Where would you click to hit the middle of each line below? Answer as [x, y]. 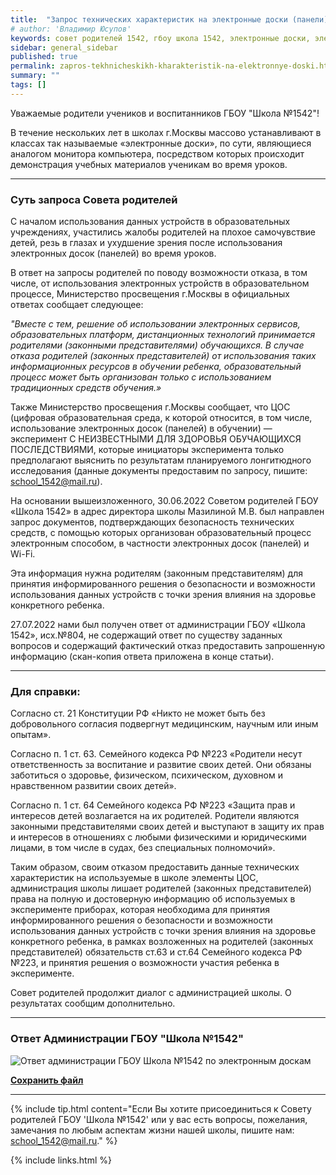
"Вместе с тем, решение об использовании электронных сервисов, [155, 324]
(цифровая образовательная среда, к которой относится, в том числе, [161, 418]
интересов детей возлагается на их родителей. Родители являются [155, 816]
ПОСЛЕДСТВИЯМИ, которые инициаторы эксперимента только [147, 450]
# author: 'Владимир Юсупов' [71, 29]
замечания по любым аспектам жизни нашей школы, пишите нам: [152, 1130]
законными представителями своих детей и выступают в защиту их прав [167, 827]
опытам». [31, 735]
